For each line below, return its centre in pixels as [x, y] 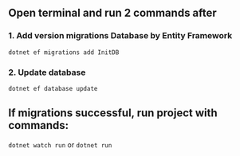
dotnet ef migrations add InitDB [64, 52]
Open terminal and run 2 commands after [112, 13]
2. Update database [47, 72]
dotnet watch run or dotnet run [60, 144]
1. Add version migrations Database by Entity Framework [120, 36]
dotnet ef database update [53, 88]
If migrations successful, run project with [113, 113]
